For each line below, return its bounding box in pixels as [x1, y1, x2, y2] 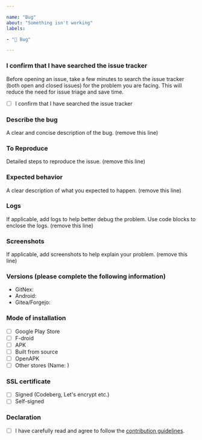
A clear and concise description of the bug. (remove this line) [6, 129, 159, 136]
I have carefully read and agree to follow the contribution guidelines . [14, 427, 185, 434]
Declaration [6, 413, 41, 422]
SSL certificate [6, 377, 51, 386]
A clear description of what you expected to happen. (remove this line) [6, 187, 182, 194]
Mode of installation [6, 314, 66, 322]
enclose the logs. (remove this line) [6, 222, 93, 229]
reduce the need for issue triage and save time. [6, 88, 124, 95]
